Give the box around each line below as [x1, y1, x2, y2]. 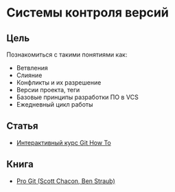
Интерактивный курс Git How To [16, 138, 111, 147]
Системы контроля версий [6, 5, 169, 21]
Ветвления [16, 64, 49, 72]
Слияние [16, 71, 43, 79]
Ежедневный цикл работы [16, 100, 93, 108]
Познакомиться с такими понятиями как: [6, 50, 128, 58]
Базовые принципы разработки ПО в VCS [16, 93, 139, 101]
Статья [6, 120, 38, 132]
